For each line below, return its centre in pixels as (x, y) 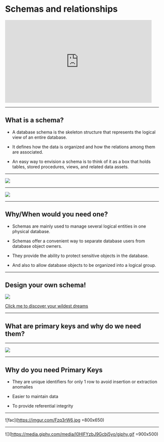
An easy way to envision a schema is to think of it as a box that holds (81, 161)
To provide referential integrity (42, 406)
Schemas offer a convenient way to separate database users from (79, 241)
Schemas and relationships (61, 9)
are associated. (28, 152)
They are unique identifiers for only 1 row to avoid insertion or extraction (85, 382)
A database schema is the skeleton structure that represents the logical (84, 132)
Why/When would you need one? (57, 214)
